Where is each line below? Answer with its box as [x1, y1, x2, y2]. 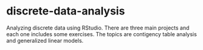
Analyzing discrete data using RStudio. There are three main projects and [6, 24, 190, 31]
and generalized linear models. [6, 37, 84, 44]
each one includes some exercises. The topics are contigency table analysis [6, 30, 198, 37]
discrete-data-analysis [6, 4, 125, 18]
